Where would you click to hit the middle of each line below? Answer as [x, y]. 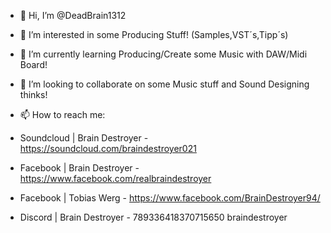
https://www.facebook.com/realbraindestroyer [115, 178]
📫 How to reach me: [62, 114]
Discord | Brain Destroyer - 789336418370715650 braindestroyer [153, 217]
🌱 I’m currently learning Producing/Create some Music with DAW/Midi [163, 54]
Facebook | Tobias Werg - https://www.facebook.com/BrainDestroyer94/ [170, 198]
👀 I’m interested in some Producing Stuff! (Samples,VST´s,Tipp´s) [154, 34]
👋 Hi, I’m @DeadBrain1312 [73, 15]
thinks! [33, 94]
